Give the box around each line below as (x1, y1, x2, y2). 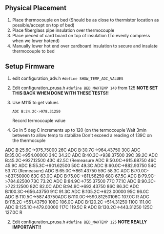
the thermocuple (12, 137, 46, 143)
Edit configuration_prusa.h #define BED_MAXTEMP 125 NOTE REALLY (12, 219, 147, 225)
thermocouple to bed (12, 48, 55, 54)
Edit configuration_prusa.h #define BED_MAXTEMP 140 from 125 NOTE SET (12, 85, 158, 91)
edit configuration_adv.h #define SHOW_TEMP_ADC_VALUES (12, 75, 123, 81)
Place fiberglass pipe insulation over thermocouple (12, 27, 115, 33)
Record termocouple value (12, 117, 66, 123)
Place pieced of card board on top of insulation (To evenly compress (12, 32, 150, 38)
